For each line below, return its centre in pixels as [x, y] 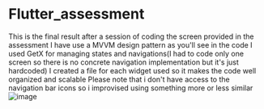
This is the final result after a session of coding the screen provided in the [131, 36]
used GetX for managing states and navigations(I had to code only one [126, 53]
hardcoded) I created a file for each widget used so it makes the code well [132, 70]
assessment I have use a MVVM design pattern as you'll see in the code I [130, 44]
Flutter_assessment [77, 14]
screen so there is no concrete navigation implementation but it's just [123, 62]
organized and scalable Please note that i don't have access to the [119, 79]
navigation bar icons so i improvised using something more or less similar [131, 88]
